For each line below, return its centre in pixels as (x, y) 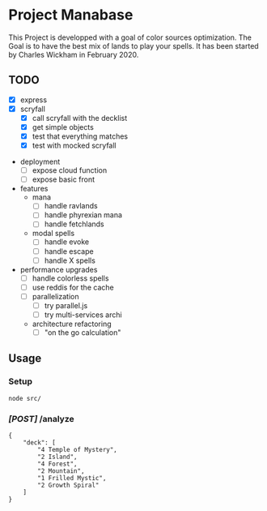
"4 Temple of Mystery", (77, 449)
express (33, 100)
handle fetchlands (74, 224)
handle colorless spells (70, 278)
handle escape (69, 251)
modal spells (53, 234)
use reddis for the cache (73, 287)
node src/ (25, 398)
